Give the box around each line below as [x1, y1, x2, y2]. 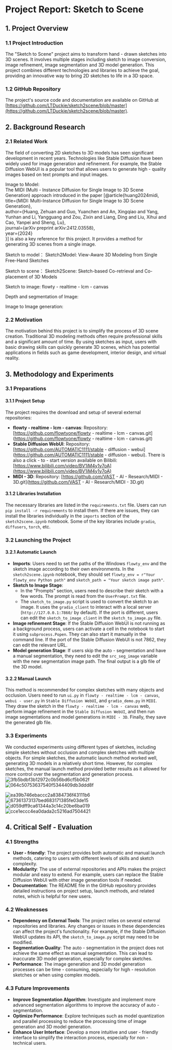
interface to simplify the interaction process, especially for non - [12, 1034, 148, 1040]
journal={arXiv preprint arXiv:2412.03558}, [5, 225, 95, 231]
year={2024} [5, 230, 33, 236]
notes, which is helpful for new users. [12, 893, 92, 900]
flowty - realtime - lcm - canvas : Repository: [12, 425, 108, 431]
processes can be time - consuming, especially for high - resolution [12, 967, 156, 973]
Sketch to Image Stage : [12, 582, 63, 588]
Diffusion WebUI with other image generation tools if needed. [12, 877, 142, 883]
